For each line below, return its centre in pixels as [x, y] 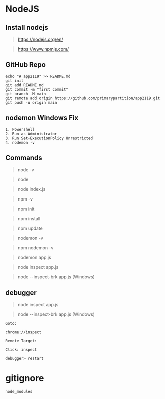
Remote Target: [21, 341]
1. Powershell [20, 129]
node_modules [19, 392]
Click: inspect [21, 350]
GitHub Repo [26, 65]
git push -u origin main [31, 103]
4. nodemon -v [20, 143]
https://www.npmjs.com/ [43, 49]
